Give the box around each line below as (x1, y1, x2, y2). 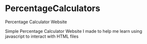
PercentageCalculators (5, 3, 100, 14)
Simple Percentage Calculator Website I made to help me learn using (5, 28, 142, 34)
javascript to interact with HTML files (5, 33, 79, 39)
